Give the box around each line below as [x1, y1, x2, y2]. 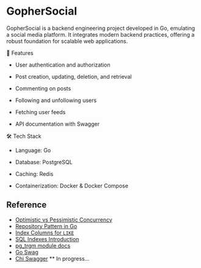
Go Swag [15, 248, 38, 256]
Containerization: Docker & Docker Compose [15, 182, 128, 189]
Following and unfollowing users [15, 96, 97, 104]
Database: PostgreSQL [15, 158, 73, 165]
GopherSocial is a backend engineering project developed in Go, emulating [6, 24, 196, 32]
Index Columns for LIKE [15, 229, 75, 236]
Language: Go [15, 147, 51, 154]
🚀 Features [6, 49, 34, 56]
